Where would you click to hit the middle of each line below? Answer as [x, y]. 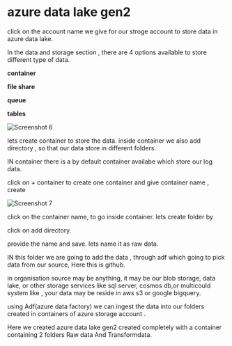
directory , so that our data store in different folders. [82, 148]
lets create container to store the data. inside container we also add [104, 141]
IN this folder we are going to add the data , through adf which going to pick [116, 257]
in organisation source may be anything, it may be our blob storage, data [111, 278]
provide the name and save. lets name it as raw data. [83, 244]
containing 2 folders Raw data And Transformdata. [79, 334]
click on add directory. [39, 230]
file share [21, 86]
